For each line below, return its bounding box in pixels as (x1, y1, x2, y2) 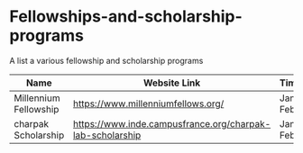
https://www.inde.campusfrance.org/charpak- (72, 117, 271, 130)
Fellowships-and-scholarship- (9, 6, 243, 27)
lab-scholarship (72, 129, 142, 141)
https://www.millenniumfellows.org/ (72, 97, 225, 110)
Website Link (142, 76, 201, 89)
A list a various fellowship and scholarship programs (9, 55, 204, 66)
